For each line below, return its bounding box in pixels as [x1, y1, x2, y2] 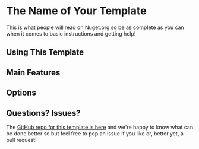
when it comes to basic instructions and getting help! [6, 30, 136, 37]
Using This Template [6, 47, 84, 58]
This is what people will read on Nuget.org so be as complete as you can [6, 24, 184, 31]
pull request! [6, 136, 37, 143]
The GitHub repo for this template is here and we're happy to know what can [6, 123, 194, 131]
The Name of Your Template [6, 4, 147, 18]
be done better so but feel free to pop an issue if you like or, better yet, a [6, 129, 184, 137]
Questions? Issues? [6, 108, 81, 118]
